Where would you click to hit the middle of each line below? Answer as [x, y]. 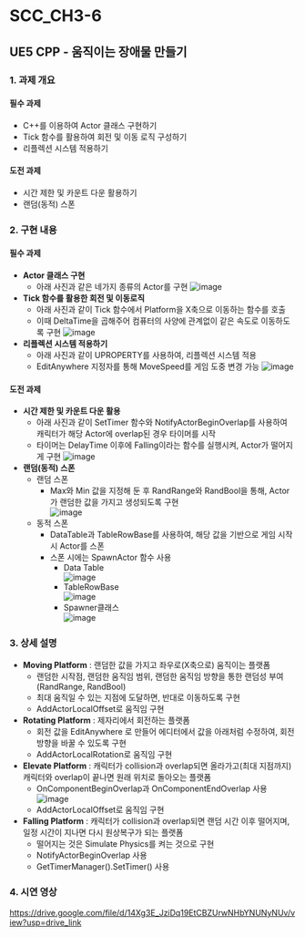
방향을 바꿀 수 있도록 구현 [81, 743]
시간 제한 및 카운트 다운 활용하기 [80, 192]
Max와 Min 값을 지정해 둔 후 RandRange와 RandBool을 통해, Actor [170, 491]
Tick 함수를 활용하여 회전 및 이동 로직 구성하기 [105, 137]
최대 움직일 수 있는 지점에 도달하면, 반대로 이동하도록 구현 [138, 697]
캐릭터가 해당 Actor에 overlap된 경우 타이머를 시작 [126, 434]
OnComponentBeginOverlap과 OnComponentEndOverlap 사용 [152, 788]
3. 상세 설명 [33, 644]
